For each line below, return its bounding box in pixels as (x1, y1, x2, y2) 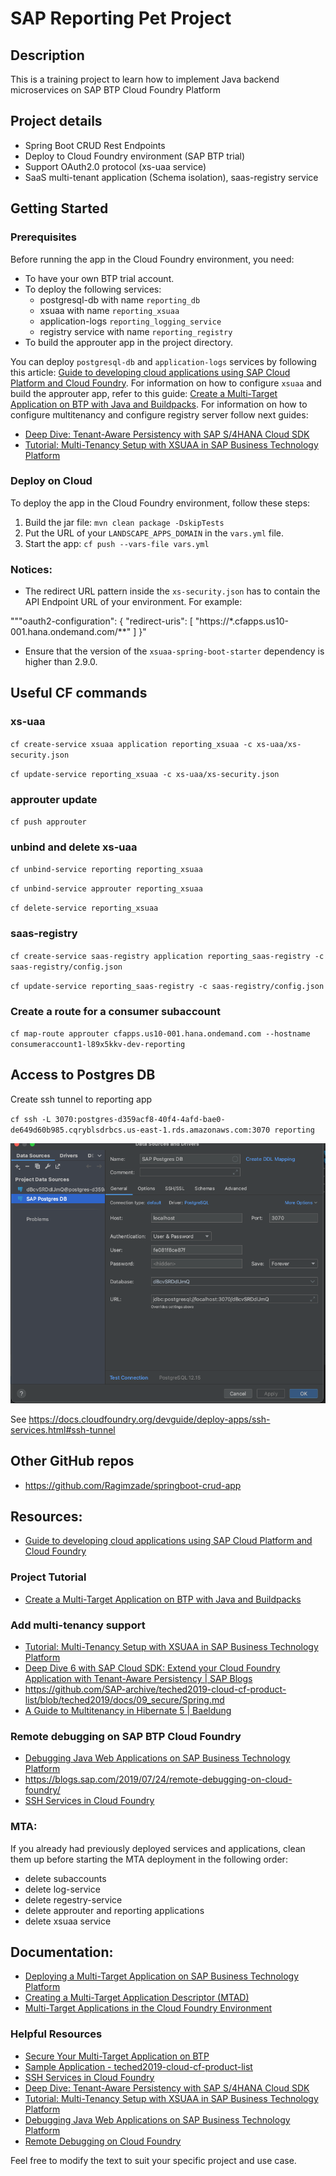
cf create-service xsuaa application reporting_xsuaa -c (10, 739, 253, 749)
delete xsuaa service (24, 1915, 112, 1927)
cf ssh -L (10, 1114, 52, 1124)
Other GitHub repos (10, 1453, 135, 1470)
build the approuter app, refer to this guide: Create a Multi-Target (10, 387, 278, 399)
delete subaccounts (24, 1872, 107, 1884)
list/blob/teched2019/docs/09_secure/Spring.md (24, 1693, 225, 1706)
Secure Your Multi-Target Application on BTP (24, 2050, 210, 2062)
